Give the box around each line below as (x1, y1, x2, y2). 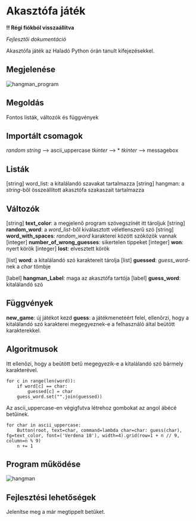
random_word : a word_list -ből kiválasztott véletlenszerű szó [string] (6, 226, 174, 233)
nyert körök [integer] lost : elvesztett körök (6, 245, 110, 252)
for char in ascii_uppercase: (6, 422, 82, 428)
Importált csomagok (6, 130, 83, 141)
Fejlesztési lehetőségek (6, 492, 97, 502)
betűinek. (6, 410, 30, 418)
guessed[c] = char (27, 388, 73, 394)
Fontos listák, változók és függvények (6, 114, 99, 121)
